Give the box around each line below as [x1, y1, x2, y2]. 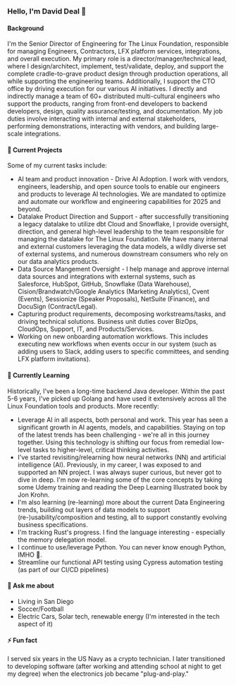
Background [7, 24, 44, 32]
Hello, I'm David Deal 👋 [7, 6, 87, 16]
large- [201, 122, 220, 131]
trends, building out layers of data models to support [17, 505, 170, 514]
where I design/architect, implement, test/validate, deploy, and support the [7, 62, 224, 71]
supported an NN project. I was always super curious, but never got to [17, 468, 222, 476]
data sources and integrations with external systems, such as [17, 272, 196, 281]
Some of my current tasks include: [7, 162, 107, 170]
